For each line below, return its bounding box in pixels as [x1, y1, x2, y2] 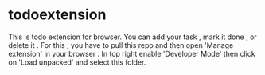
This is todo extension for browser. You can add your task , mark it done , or [8, 32, 257, 41]
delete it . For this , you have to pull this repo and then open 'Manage [8, 40, 234, 49]
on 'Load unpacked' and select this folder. [8, 57, 146, 67]
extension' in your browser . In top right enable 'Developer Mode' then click [8, 49, 256, 58]
